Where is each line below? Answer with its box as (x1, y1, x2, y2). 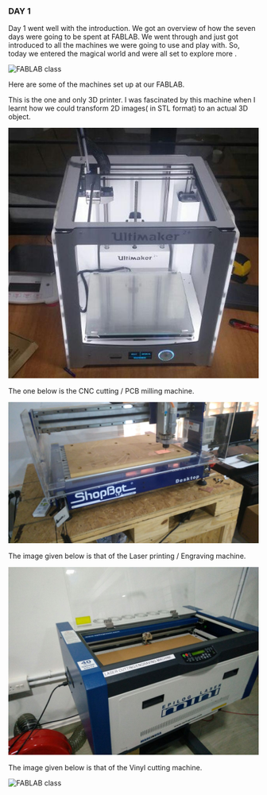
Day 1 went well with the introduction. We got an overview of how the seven (8, 24, 256, 33)
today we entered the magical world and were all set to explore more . (8, 49, 237, 59)
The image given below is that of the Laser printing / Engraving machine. (8, 551, 246, 560)
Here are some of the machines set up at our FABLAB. (8, 79, 185, 89)
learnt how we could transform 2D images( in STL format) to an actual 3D (8, 103, 249, 113)
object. (8, 112, 32, 122)
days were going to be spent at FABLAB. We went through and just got (8, 32, 238, 41)
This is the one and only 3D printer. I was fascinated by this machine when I (8, 95, 256, 105)
